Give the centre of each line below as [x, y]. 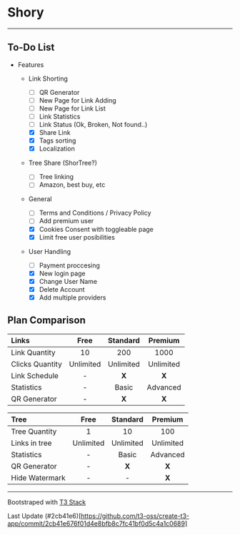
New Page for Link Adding [77, 100]
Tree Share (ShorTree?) [63, 163]
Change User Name [68, 281]
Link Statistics [60, 116]
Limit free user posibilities [77, 237]
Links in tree [31, 443]
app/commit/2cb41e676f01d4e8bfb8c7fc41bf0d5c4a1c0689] [97, 523]
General [40, 199]
